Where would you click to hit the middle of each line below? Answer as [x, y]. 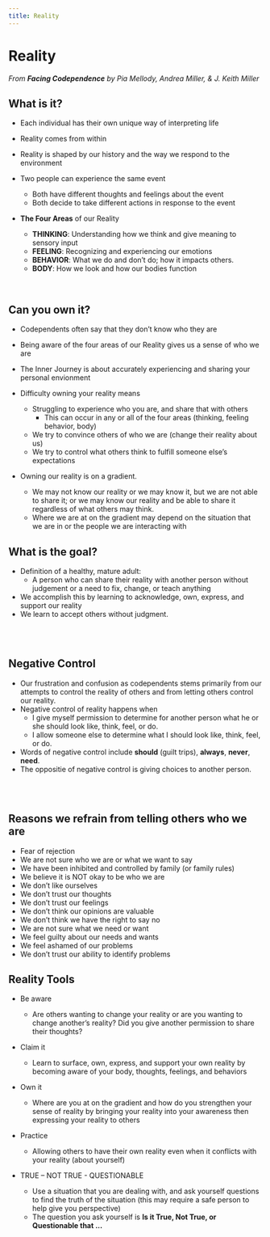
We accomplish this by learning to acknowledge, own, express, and [132, 597]
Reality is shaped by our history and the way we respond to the [125, 154]
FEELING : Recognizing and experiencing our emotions [122, 251]
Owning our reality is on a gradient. [78, 476]
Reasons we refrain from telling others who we [128, 819]
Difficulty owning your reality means [80, 394]
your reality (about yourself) [79, 1160]
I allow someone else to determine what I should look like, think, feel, [146, 735]
